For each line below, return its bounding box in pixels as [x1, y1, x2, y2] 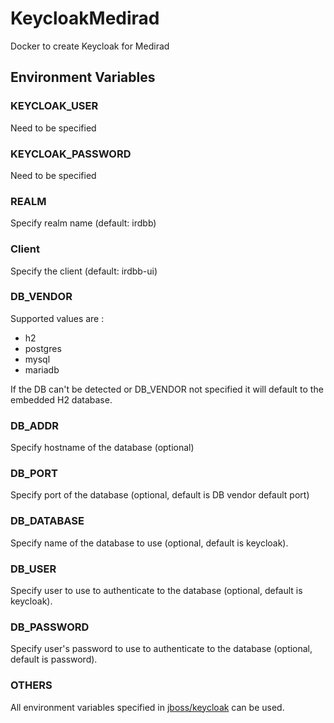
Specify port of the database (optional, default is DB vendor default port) [10, 489, 310, 501]
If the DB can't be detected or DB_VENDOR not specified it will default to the [10, 383, 324, 395]
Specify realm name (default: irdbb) [10, 217, 157, 229]
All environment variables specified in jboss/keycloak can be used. [10, 701, 285, 713]
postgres [24, 342, 62, 354]
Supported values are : [10, 312, 105, 324]
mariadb [24, 363, 60, 376]
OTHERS [10, 678, 53, 692]
